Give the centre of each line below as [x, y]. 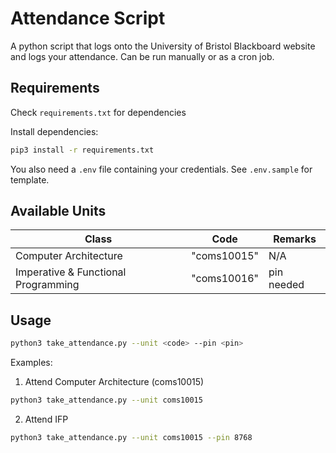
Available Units [58, 211]
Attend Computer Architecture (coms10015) [114, 382]
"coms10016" [225, 279]
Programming [47, 285]
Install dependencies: [54, 131]
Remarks [295, 239]
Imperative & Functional [71, 272]
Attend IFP [46, 419]
